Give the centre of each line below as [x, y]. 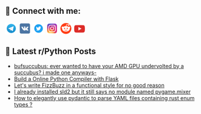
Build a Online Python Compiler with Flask [66, 78]
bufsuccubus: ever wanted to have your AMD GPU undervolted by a [99, 66]
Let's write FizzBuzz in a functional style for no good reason [89, 85]
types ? [23, 104]
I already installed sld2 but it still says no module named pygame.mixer [102, 92]
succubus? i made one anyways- [55, 72]
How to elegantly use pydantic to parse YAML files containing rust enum [104, 98]
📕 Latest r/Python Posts [51, 52]
